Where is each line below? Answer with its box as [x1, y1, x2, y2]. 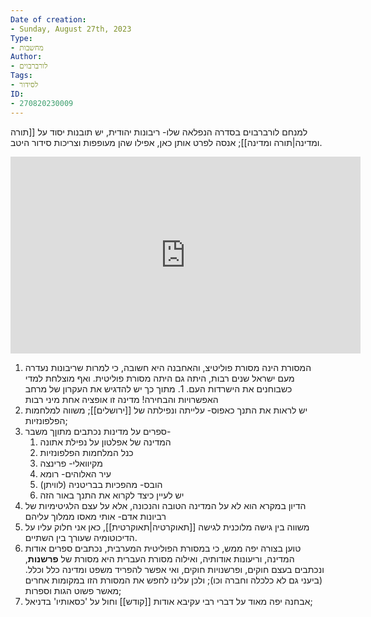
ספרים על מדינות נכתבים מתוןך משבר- [24, 425, 172, 437]
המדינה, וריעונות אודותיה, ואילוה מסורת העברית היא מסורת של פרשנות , [24, 552, 295, 565]
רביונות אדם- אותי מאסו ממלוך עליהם [24, 510, 167, 522]
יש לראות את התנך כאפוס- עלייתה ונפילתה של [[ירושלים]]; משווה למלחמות [24, 404, 308, 416]
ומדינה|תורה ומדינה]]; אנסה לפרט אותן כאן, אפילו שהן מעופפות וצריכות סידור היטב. [10, 136, 323, 148]
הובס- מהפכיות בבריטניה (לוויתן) [39, 478, 163, 490]
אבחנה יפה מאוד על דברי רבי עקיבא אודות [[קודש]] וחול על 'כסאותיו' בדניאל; [24, 595, 313, 607]
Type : [10, 33, 33, 43]
